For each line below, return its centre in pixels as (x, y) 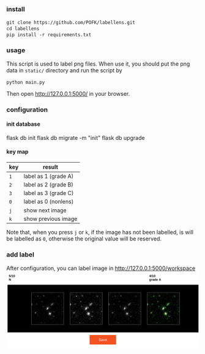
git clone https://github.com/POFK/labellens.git (71, 23)
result (50, 167)
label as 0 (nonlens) (49, 202)
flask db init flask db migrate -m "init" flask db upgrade (76, 137)
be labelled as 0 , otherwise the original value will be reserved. (84, 239)
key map (17, 152)
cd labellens (23, 29)
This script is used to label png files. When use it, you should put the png (98, 64)
